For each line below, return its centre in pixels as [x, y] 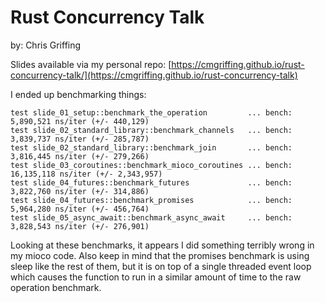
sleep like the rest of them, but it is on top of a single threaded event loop [161, 266]
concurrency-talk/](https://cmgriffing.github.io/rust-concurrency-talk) [154, 75]
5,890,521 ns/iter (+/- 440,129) [80, 121]
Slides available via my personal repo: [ [91, 64]
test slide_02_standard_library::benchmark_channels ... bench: [151, 130]
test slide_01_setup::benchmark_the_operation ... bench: [151, 112]
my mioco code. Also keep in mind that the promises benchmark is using [160, 255]
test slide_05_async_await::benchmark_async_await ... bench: [151, 217]
